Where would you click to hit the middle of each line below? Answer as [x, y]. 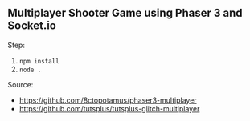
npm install [39, 61]
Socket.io [32, 26]
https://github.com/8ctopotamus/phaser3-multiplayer [108, 100]
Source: [20, 84]
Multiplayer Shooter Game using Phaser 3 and [125, 13]
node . [30, 70]
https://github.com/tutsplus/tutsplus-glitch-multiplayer [109, 108]
